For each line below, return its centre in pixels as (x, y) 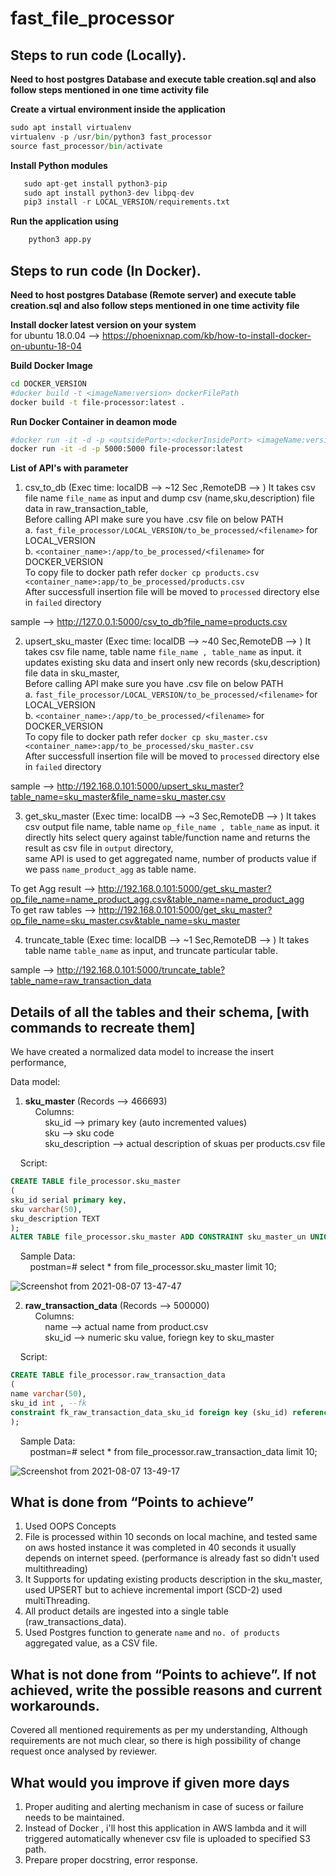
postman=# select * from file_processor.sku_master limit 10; (153, 1267)
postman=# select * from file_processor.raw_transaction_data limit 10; (173, 1451)
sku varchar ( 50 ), (46, 1209)
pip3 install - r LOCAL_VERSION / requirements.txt (126, 202)
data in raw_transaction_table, (86, 509)
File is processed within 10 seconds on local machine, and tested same (171, 1537)
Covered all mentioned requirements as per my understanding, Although (159, 1730)
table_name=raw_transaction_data (81, 981)
